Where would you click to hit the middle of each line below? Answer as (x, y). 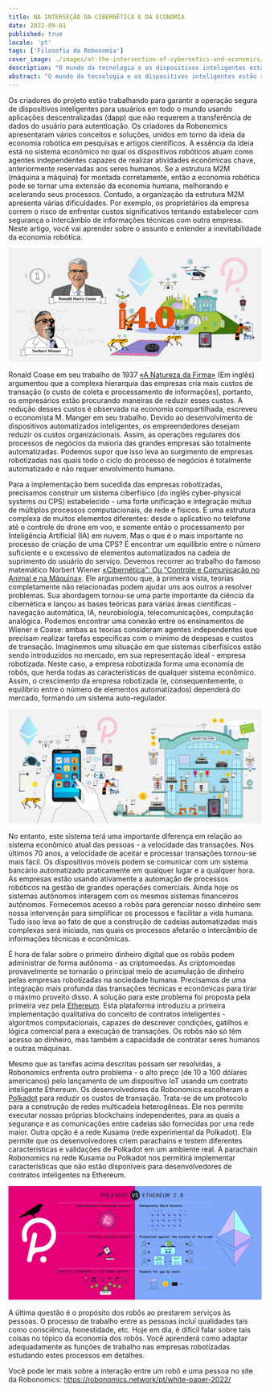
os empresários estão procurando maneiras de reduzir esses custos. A (126, 400)
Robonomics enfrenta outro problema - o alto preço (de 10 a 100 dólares (128, 1072)
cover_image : (30, 60)
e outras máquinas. (40, 1048)
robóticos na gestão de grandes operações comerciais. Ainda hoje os (123, 887)
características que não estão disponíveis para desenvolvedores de (120, 1166)
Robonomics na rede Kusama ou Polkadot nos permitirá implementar (122, 1157)
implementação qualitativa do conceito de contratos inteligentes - (117, 1014)
